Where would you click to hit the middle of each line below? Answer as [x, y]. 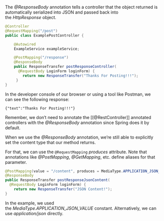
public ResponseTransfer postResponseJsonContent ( [58, 180]
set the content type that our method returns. [51, 142]
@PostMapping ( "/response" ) [41, 58]
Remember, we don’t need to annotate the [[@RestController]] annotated [78, 117]
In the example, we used [30, 203]
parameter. [16, 162]
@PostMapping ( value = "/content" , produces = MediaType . [64, 171]
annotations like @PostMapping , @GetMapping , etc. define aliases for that [80, 157]
